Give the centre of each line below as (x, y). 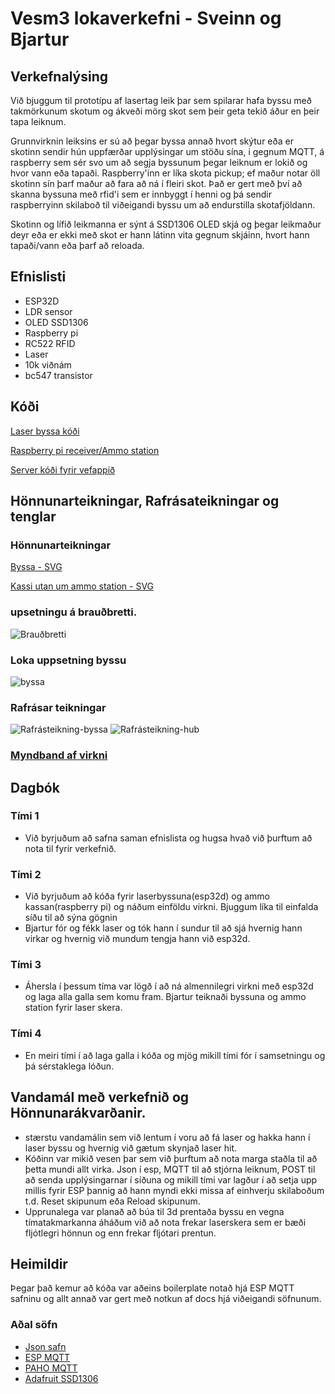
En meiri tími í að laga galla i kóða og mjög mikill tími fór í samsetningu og (175, 1055)
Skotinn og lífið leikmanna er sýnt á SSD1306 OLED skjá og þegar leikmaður (166, 224)
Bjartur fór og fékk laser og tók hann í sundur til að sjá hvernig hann (163, 928)
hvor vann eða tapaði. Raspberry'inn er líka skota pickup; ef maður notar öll (165, 173)
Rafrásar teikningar (58, 707)
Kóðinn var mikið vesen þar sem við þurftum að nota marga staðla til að (171, 1158)
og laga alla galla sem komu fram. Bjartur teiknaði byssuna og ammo (165, 997)
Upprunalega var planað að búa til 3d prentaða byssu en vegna (154, 1211)
